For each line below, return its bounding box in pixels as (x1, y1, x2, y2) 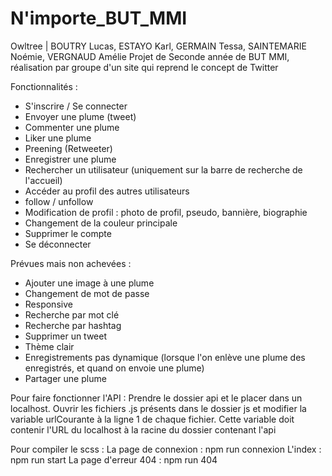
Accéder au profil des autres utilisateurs (24, 185, 190, 197)
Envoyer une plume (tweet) (24, 110, 137, 122)
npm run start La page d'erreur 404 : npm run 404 (10, 453, 218, 466)
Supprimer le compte (24, 227, 112, 239)
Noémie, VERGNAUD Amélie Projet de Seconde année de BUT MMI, (10, 50, 290, 62)
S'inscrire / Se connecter (24, 100, 128, 112)
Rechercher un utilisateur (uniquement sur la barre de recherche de (24, 163, 303, 176)
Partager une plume (24, 372, 107, 384)
